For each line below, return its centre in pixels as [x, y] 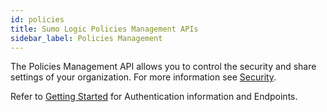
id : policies [37, 19]
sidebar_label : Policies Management [86, 38]
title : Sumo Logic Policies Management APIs [104, 29]
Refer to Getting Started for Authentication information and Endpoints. [154, 97]
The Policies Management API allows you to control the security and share [163, 67]
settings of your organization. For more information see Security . [143, 77]
